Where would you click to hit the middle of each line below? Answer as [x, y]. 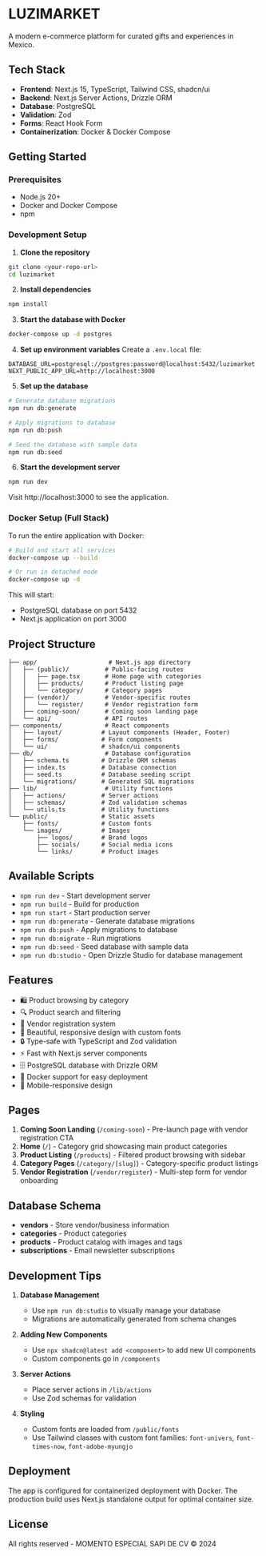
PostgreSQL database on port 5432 [78, 610]
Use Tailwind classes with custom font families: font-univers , [133, 1437]
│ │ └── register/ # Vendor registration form [103, 704]
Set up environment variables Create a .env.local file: [111, 350]
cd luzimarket [32, 274]
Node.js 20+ [40, 197]
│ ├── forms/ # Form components [85, 739]
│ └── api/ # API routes [78, 718]
